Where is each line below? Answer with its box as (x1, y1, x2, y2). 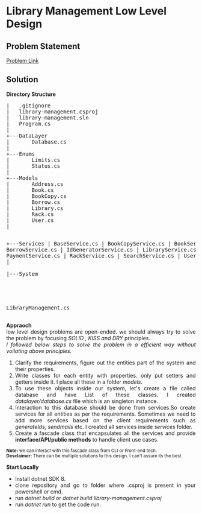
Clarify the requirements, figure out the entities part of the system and (14, 359, 196, 366)
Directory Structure (6, 90, 56, 98)
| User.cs (6, 217, 54, 224)
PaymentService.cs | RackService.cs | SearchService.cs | (6, 252, 181, 259)
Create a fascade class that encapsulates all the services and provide (14, 430, 196, 437)
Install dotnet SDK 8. (14, 475, 66, 482)
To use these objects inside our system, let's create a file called (14, 384, 196, 392)
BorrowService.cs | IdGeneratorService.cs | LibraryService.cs (6, 246, 197, 253)
